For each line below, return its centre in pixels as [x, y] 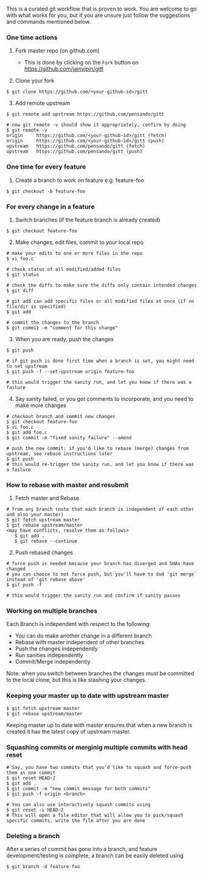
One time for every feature [46, 167]
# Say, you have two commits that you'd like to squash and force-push [99, 768]
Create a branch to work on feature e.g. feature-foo [80, 180]
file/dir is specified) [36, 307]
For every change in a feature [51, 206]
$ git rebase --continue [46, 541]
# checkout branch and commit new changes [61, 416]
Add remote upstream [43, 103]
